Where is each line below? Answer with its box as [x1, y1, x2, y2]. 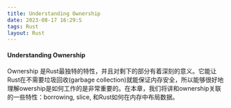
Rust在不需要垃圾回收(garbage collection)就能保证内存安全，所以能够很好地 [7, 75, 224, 84]
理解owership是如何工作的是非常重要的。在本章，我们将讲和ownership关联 [7, 84, 222, 93]
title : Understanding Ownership [7, 10, 101, 17]
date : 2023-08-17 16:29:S [7, 17, 82, 24]
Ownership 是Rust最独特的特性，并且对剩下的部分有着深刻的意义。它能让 [7, 67, 217, 75]
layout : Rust [7, 29, 45, 37]
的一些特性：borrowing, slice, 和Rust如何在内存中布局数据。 [7, 93, 179, 101]
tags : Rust [7, 23, 39, 30]
